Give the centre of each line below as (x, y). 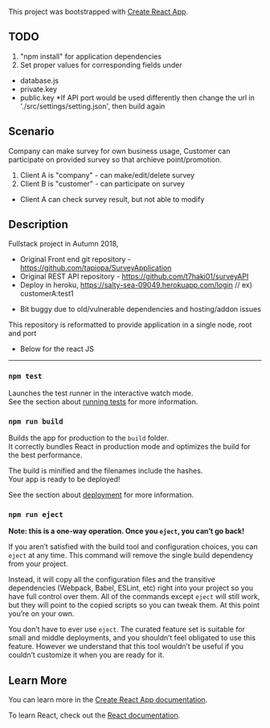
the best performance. (45, 455)
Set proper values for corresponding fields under (101, 64)
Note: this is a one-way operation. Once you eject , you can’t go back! (127, 532)
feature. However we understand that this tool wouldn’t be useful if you (126, 647)
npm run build (36, 421)
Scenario (31, 132)
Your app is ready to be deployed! (64, 479)
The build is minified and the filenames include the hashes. (106, 471)
